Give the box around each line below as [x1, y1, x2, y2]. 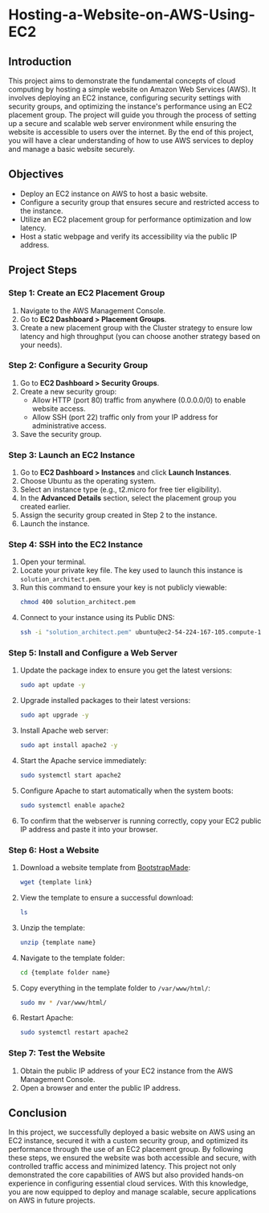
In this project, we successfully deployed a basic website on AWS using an [8, 1127, 255, 1137]
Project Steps [8, 263, 78, 277]
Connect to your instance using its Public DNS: [19, 613, 175, 623]
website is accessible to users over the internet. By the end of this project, [8, 127, 255, 137]
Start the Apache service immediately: [19, 756, 147, 766]
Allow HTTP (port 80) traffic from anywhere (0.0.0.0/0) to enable [31, 395, 247, 405]
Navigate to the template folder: [19, 953, 125, 962]
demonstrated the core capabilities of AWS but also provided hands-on [8, 1170, 244, 1180]
